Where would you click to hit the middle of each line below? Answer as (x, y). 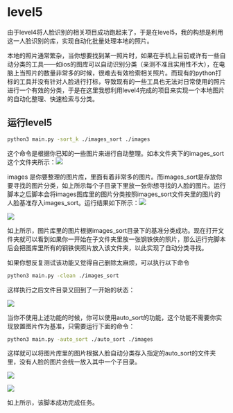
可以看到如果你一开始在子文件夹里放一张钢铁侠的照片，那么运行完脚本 (126, 239)
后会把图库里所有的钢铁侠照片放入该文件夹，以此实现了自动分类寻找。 (107, 247)
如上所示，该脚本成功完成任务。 (53, 403)
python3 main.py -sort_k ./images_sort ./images (79, 139)
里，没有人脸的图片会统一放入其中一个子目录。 (74, 362)
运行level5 (30, 123)
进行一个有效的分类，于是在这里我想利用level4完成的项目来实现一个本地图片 (116, 90)
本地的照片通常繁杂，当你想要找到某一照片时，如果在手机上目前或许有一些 (113, 55)
